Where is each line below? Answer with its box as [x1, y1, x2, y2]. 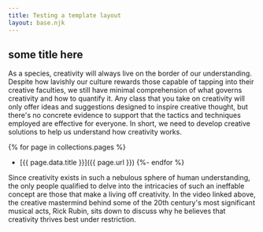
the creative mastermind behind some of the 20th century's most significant [8, 198, 256, 208]
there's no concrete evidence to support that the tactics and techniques [8, 111, 242, 120]
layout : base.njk [8, 19, 65, 27]
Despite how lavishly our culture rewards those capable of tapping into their [8, 77, 254, 87]
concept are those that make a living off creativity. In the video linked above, [8, 190, 256, 199]
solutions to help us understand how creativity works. [8, 127, 183, 137]
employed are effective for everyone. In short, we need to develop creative [8, 119, 250, 128]
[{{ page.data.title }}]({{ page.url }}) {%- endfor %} [19, 158, 185, 168]
